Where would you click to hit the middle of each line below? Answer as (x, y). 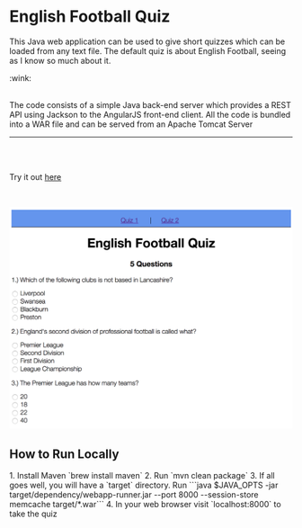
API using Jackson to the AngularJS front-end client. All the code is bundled (150, 114)
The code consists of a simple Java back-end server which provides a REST (151, 104)
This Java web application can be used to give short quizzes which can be (147, 41)
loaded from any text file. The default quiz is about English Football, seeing (148, 50)
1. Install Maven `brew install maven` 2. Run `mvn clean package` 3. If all (142, 475)
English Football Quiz (90, 17)
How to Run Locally (64, 454)
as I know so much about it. (60, 60)
